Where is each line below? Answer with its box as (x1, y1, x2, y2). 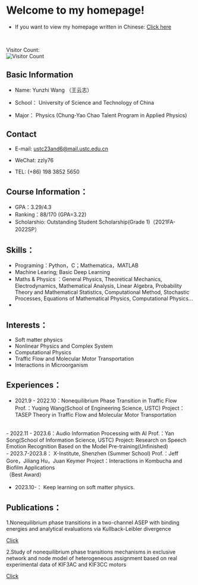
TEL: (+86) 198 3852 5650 (14, 168, 80, 175)
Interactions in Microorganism (14, 361, 88, 369)
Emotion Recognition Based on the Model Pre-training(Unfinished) (6, 442, 168, 449)
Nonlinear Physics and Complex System (14, 342, 113, 350)
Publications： (6, 503, 62, 513)
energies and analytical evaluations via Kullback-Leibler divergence (6, 525, 171, 532)
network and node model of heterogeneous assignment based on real (6, 554, 177, 562)
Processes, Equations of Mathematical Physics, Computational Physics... (14, 295, 193, 302)
